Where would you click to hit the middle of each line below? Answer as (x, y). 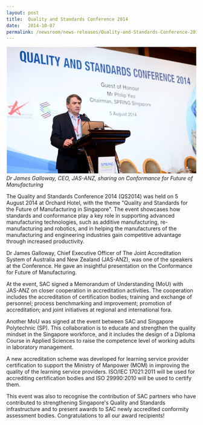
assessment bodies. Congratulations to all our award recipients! (85, 415)
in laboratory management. (40, 347)
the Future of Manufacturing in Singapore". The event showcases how (93, 209)
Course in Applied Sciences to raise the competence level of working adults (101, 340)
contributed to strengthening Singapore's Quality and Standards (86, 403)
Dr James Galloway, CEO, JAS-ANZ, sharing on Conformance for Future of (100, 178)
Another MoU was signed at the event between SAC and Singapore (90, 321)
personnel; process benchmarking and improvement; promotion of (89, 303)
